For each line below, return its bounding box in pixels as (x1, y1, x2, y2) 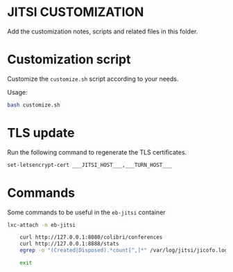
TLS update (7, 125, 75, 141)
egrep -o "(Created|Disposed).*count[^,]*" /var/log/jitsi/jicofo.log (19, 247, 228, 254)
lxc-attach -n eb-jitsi (7, 221, 76, 228)
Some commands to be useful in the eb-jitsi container (7, 208, 166, 216)
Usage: (7, 88, 28, 96)
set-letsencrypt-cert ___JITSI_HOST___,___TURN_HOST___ (7, 161, 172, 168)
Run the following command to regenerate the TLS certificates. (7, 147, 187, 157)
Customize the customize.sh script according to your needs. (7, 74, 179, 83)
